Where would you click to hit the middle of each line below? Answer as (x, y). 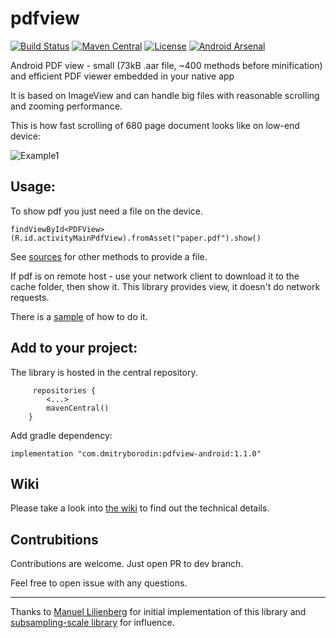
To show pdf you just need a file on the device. (106, 211)
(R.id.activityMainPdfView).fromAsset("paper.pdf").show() (136, 238)
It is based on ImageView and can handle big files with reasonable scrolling (165, 95)
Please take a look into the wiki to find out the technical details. (140, 508)
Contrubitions (54, 539)
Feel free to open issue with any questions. (99, 583)
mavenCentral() (78, 408)
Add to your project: (74, 348)
